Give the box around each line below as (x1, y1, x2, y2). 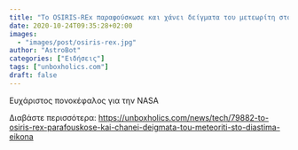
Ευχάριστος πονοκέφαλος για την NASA (9, 95, 160, 106)
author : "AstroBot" (9, 46, 82, 55)
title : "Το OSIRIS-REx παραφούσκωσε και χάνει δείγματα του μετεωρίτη (9, 12, 276, 22)
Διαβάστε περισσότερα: (9, 112, 97, 122)
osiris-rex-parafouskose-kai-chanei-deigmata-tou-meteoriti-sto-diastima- (9, 122, 281, 132)
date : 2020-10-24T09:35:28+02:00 (9, 21, 133, 30)
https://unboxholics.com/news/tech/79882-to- (98, 112, 269, 122)
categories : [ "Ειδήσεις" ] (9, 54, 105, 63)
